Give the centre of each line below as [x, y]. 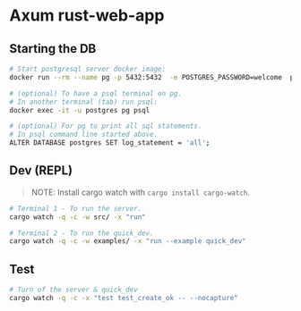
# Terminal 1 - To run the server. [76, 208]
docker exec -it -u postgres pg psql [80, 110]
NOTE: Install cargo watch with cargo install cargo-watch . [141, 192]
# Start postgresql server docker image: [88, 69]
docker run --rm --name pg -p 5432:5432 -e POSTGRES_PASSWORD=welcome [146, 77]
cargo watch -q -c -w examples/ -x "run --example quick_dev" [128, 241]
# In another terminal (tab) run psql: [84, 102]
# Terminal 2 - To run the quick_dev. [82, 233]
